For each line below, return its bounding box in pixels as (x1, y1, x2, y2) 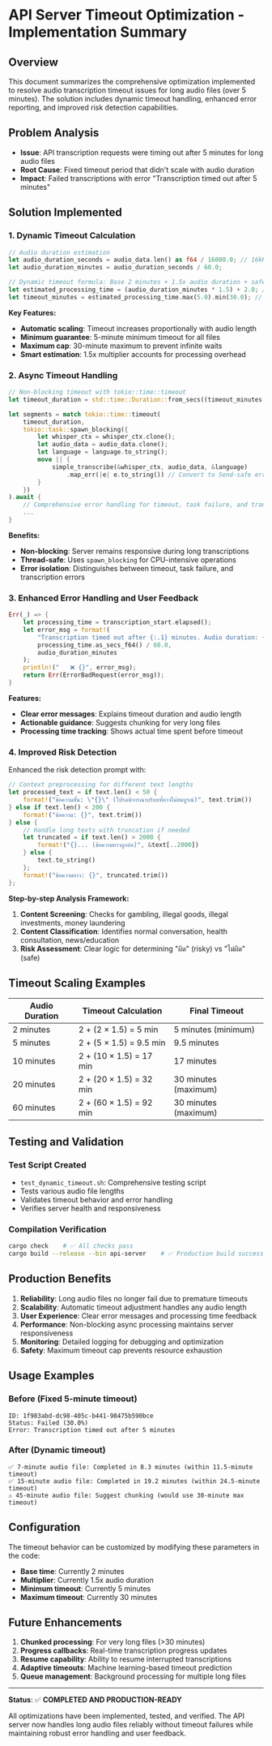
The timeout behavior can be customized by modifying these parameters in (8, 1542, 260, 1551)
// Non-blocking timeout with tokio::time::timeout (8, 388, 186, 397)
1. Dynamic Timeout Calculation (8, 230, 136, 241)
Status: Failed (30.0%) (8, 1418, 89, 1427)
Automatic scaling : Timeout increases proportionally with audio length (19, 323, 257, 333)
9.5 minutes (173, 1037, 219, 1048)
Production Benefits (8, 1272, 112, 1286)
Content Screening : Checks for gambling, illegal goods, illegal (19, 909, 228, 918)
